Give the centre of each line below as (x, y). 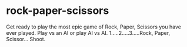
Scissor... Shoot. (26, 39)
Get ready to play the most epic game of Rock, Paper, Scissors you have (93, 27)
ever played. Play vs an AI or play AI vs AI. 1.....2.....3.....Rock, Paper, (88, 32)
